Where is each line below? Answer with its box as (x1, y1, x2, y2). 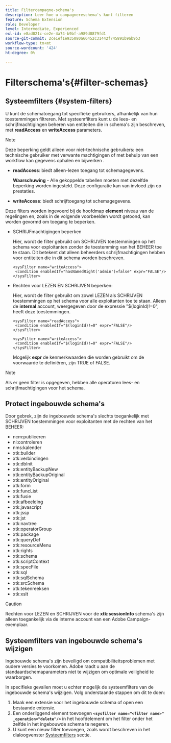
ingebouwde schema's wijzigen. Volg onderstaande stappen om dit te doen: (5, 689, 165, 696)
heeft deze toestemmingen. (12, 308, 71, 314)
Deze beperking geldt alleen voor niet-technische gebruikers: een (5, 146, 144, 153)
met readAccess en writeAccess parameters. (5, 127, 103, 133)
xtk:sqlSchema (12, 575, 44, 581)
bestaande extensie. (12, 705, 56, 711)
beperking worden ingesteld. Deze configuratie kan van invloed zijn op (12, 182, 162, 189)
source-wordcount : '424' (5, 45, 58, 51)
